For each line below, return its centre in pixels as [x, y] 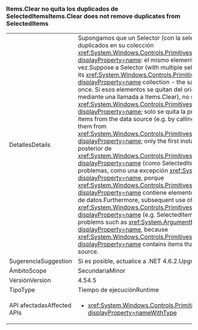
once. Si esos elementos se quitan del [130, 90]
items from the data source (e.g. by [126, 119]
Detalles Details [30, 145]
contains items [163, 245]
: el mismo [155, 60]
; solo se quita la [163, 112]
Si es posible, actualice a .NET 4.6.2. [128, 261]
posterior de [95, 148]
